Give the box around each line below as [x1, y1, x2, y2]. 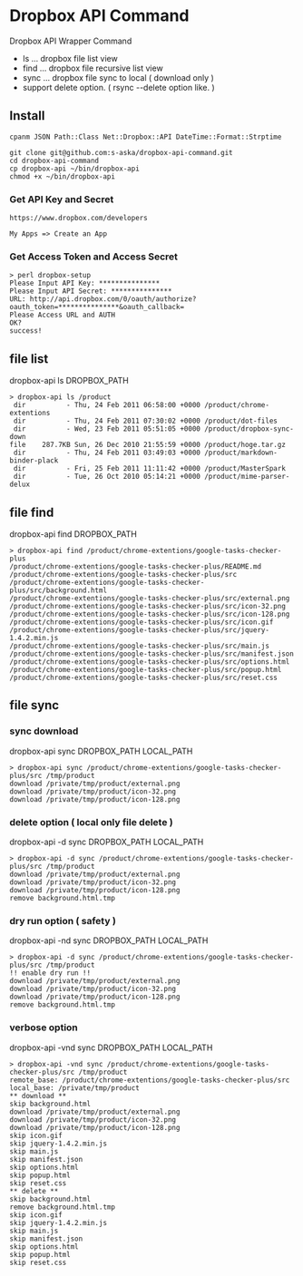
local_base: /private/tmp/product [9, 1083, 141, 1093]
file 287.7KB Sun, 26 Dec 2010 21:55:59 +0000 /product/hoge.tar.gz [9, 441, 286, 450]
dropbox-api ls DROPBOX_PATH [9, 375, 129, 386]
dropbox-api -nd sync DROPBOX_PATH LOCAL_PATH [9, 935, 209, 946]
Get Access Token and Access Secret [9, 250, 179, 263]
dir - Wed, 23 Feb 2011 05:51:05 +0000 [13, 424, 201, 433]
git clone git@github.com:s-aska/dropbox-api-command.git [9, 148, 233, 157]
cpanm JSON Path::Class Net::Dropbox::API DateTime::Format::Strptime [9, 132, 282, 141]
